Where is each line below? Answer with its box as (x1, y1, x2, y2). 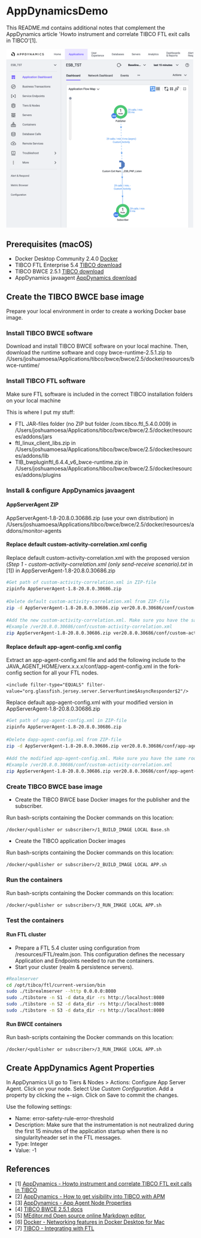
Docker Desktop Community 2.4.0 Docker (14, 255, 118, 262)
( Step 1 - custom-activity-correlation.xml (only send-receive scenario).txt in (6, 560, 193, 568)
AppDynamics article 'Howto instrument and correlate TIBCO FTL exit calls (6, 30, 190, 37)
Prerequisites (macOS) (6, 239, 93, 249)
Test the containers (6, 916, 64, 924)
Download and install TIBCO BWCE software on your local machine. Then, (6, 342, 188, 350)
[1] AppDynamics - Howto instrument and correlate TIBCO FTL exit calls (14, 1180, 193, 1187)
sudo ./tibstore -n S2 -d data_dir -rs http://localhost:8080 (6, 1001, 165, 1007)
